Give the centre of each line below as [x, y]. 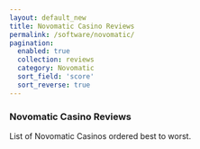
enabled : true [44, 51]
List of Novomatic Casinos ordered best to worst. [100, 135]
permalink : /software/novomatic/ [72, 34]
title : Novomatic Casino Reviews [72, 26]
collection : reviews [56, 60]
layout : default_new [48, 18]
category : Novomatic [56, 69]
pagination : [32, 43]
